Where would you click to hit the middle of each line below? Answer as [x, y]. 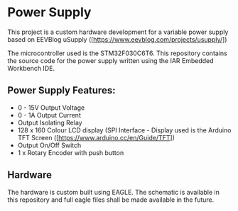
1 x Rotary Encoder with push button [71, 152]
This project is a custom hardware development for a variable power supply [118, 32]
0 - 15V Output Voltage [51, 108]
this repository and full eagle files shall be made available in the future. [111, 200]
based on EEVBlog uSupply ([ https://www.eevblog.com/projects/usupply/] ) [117, 39]
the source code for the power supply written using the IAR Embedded [111, 60]
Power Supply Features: [61, 90]
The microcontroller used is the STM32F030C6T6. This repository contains [117, 53]
